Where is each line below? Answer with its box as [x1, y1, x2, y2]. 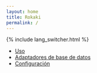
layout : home [6, 8, 39, 15]
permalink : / [6, 20, 39, 26]
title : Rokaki [6, 14, 42, 20]
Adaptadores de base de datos [14, 54, 91, 61]
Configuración [14, 60, 51, 67]
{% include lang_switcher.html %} [6, 36, 89, 43]
